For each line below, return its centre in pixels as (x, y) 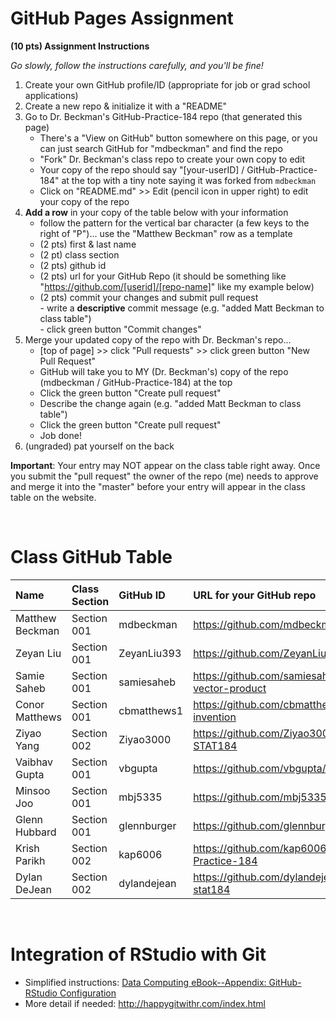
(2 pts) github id (73, 265)
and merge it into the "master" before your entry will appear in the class (158, 486)
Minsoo (33, 790)
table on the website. (53, 497)
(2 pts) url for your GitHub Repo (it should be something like (163, 276)
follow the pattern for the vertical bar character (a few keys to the (174, 223)
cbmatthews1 (151, 710)
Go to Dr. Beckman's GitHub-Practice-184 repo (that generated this (163, 116)
